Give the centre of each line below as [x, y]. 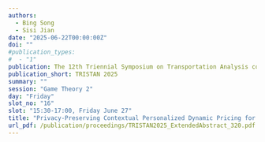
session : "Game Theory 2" [50, 89]
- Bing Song [35, 23]
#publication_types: [42, 52]
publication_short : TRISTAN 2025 [63, 74]
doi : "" [21, 45]
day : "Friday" [32, 96]
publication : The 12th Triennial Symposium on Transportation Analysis [128, 67]
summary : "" [28, 81]
